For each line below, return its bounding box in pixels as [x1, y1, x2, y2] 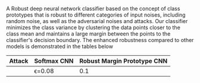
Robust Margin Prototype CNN [79, 57, 168, 65]
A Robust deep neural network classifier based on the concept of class [6, 5, 180, 12]
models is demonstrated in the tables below [6, 43, 113, 50]
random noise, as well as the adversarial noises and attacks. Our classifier [6, 18, 188, 24]
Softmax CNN [34, 57, 74, 65]
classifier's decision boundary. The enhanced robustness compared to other [6, 37, 194, 43]
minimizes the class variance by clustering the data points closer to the [6, 24, 180, 31]
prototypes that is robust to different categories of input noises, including [6, 11, 186, 18]
